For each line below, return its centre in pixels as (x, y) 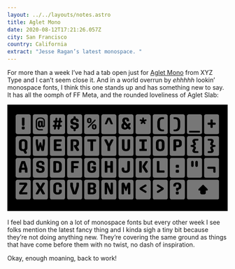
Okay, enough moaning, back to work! (62, 258)
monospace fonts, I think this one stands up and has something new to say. (116, 87)
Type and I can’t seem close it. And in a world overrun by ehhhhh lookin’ (111, 80)
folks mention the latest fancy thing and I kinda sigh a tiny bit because (108, 229)
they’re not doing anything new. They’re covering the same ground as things (117, 237)
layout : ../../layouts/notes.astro (59, 15)
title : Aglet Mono (34, 22)
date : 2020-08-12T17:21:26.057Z (54, 29)
